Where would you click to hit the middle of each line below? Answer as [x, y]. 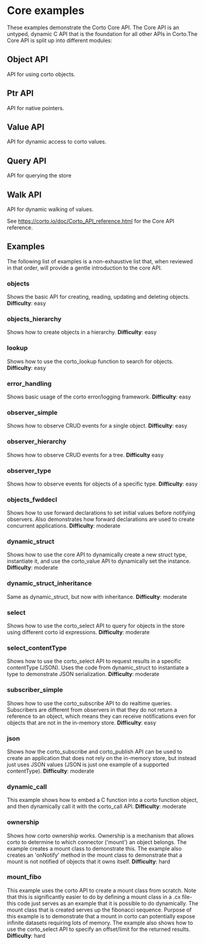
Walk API [24, 194]
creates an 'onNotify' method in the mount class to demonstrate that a [95, 855]
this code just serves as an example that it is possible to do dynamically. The [103, 903]
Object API [27, 59]
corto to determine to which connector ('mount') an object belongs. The [97, 842]
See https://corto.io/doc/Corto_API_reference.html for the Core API [91, 221]
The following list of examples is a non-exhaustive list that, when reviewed [100, 261]
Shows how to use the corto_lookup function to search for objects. [90, 361]
